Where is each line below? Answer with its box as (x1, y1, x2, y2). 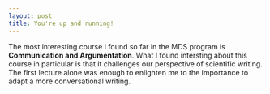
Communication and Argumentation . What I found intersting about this (8, 50, 247, 60)
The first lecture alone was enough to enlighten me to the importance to (8, 67, 249, 77)
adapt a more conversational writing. (8, 76, 131, 86)
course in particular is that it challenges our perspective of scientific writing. (8, 58, 264, 69)
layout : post (8, 11, 53, 20)
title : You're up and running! (8, 19, 114, 28)
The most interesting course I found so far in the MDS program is (8, 41, 225, 51)
